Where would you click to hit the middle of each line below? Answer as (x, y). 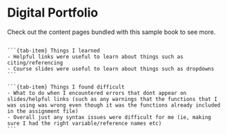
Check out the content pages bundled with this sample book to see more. (111, 32)
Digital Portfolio (53, 13)
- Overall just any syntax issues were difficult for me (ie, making (109, 117)
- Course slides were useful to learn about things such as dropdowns (111, 69)
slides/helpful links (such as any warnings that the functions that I (112, 99)
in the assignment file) (43, 111)
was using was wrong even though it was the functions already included (114, 105)
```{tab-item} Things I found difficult (66, 87)
